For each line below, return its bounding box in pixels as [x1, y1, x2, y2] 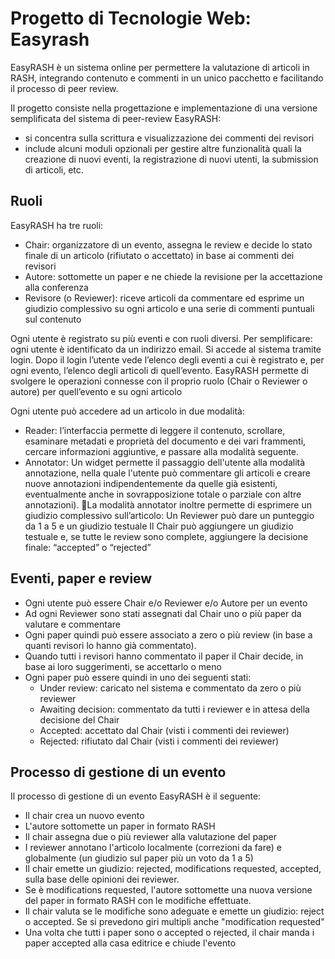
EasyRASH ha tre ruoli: [10, 219, 104, 231]
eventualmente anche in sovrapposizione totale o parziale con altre [24, 488, 302, 500]
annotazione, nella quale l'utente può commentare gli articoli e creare [24, 467, 311, 479]
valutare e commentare [24, 618, 121, 630]
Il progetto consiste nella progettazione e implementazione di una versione [10, 102, 318, 114]
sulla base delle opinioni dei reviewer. [24, 873, 180, 886]
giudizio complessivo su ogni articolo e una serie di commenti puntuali [24, 302, 315, 314]
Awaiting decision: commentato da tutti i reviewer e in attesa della [39, 703, 310, 715]
